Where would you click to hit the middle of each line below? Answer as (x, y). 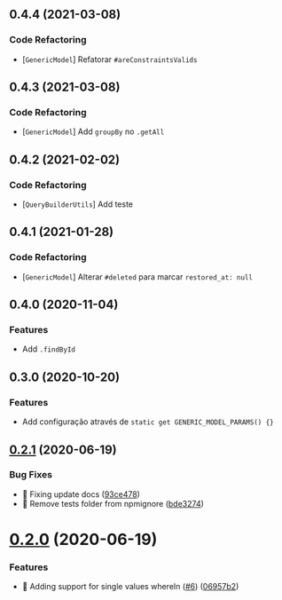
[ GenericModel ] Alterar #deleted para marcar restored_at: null (137, 276)
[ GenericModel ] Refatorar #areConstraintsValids (110, 59)
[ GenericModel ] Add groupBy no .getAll (93, 131)
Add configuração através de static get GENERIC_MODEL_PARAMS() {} (148, 422)
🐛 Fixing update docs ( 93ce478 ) (81, 494)
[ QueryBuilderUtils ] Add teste (77, 204)
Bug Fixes (31, 475)
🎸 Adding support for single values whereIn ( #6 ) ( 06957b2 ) (130, 587)
